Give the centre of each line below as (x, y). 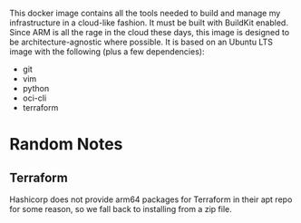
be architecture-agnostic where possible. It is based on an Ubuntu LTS (141, 42)
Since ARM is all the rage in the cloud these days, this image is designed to (150, 32)
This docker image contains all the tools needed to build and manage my (145, 13)
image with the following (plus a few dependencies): (107, 52)
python (36, 88)
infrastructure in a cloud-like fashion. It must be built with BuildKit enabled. (149, 23)
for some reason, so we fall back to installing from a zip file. (121, 209)
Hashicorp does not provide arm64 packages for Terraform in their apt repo (151, 199)
